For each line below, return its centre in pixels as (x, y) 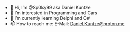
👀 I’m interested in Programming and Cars (54, 13)
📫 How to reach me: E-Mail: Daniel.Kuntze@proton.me (67, 24)
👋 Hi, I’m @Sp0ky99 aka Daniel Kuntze (50, 8)
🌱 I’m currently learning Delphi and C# (50, 18)
